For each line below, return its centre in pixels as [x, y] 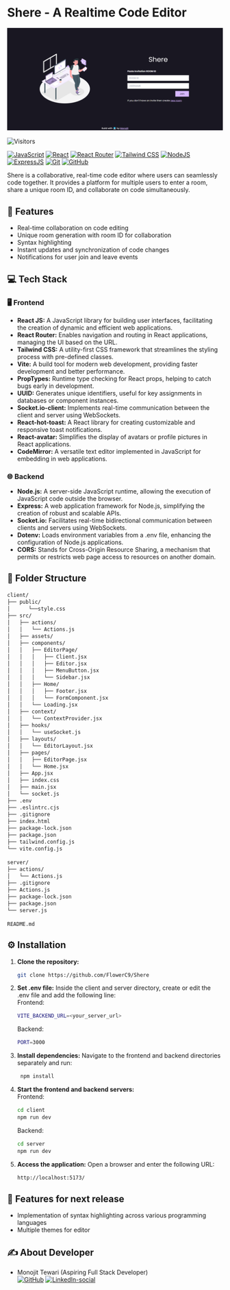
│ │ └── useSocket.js [44, 732]
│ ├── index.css [33, 780]
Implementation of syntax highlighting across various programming [112, 1215]
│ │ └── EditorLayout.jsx [50, 746]
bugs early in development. [55, 386]
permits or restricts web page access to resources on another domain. [116, 557]
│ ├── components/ [37, 643]
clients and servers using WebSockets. [72, 527]
